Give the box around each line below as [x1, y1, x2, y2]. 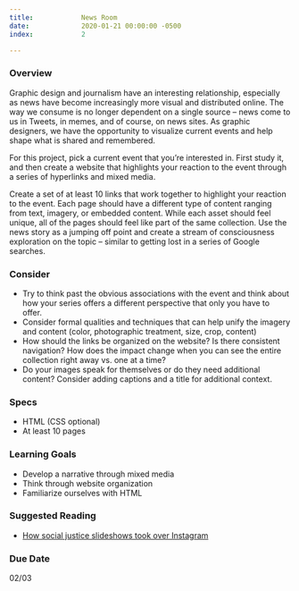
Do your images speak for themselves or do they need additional [21, 364, 261, 375]
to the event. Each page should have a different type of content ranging [9, 198, 272, 208]
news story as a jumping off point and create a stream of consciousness [9, 226, 275, 237]
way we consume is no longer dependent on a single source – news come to [9, 106, 291, 117]
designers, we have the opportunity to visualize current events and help [9, 125, 274, 136]
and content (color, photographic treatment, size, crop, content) [21, 325, 257, 336]
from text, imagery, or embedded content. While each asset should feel [9, 207, 271, 218]
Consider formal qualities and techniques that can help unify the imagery [21, 317, 291, 327]
